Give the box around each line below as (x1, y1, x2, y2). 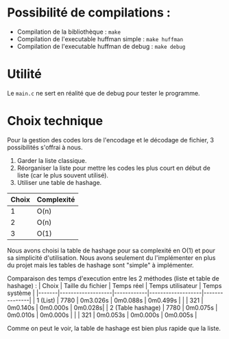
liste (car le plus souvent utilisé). (16, 171, 108, 179)
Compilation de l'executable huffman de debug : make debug (16, 42, 186, 50)
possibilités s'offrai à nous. (7, 143, 84, 151)
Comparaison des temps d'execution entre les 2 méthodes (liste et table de (7, 274, 219, 283)
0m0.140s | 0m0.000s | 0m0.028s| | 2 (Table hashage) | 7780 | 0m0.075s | (7, 303, 218, 311)
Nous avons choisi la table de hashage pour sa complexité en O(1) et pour (7, 246, 216, 254)
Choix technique (7, 113, 104, 129)
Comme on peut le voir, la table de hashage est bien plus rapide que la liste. (7, 324, 221, 332)
